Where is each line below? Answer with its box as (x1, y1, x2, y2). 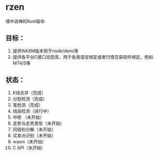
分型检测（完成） (12, 96, 47, 102)
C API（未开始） (12, 145, 46, 151)
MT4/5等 (12, 60, 31, 66)
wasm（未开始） (12, 138, 46, 144)
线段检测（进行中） (12, 108, 52, 114)
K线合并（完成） (12, 89, 46, 95)
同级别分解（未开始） (12, 126, 56, 132)
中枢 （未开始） (12, 114, 45, 120)
